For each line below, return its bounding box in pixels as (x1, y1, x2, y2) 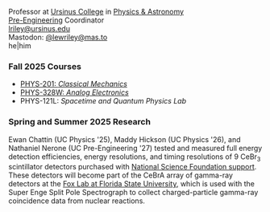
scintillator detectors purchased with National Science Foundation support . (8, 162, 257, 172)
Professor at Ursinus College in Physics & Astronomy (8, 7, 184, 16)
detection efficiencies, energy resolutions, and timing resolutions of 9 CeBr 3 (8, 152, 261, 163)
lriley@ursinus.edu (8, 24, 71, 33)
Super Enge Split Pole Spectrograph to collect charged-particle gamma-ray (8, 188, 259, 198)
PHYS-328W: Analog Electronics (19, 88, 129, 97)
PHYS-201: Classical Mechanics (19, 79, 127, 89)
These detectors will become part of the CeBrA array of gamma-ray (8, 170, 234, 180)
